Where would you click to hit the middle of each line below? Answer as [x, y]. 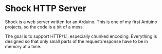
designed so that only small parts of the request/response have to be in [77, 41]
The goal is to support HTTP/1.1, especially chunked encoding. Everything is [81, 36]
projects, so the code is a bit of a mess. [45, 27]
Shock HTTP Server [46, 8]
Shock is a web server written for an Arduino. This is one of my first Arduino [81, 22]
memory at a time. [23, 46]
